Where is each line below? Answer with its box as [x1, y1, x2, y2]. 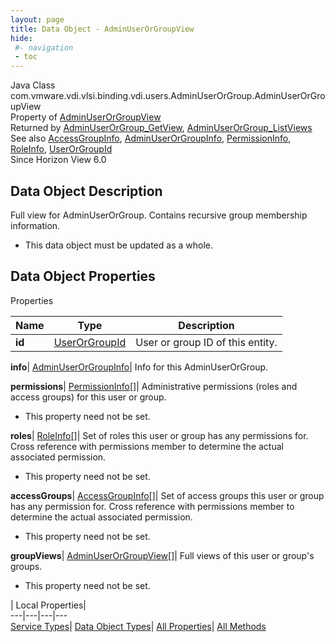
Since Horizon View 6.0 [10, 154, 107, 166]
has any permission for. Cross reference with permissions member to [10, 500, 295, 512]
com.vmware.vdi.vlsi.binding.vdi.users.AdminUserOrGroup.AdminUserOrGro [10, 90, 326, 102]
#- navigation [14, 42, 74, 53]
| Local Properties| [10, 599, 87, 611]
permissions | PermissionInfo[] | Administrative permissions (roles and [10, 380, 298, 392]
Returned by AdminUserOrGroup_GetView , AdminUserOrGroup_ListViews [10, 122, 313, 134]
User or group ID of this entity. [135, 335, 278, 349]
